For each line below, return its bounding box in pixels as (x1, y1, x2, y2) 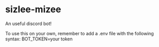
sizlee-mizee (5, 4, 61, 15)
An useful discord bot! (5, 20, 52, 27)
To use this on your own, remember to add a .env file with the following (5, 30, 154, 36)
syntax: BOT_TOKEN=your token (5, 36, 73, 42)
